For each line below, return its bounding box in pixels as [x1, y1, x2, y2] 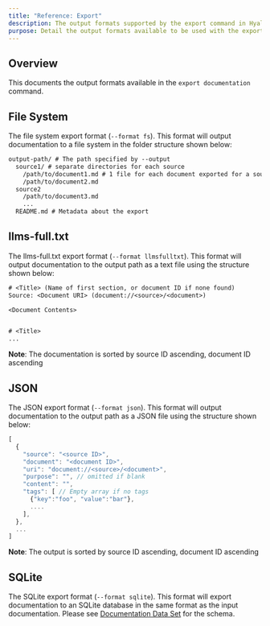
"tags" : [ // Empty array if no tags [22, 488, 149, 496]
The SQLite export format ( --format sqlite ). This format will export [8, 592, 231, 602]
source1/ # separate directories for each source [15, 163, 185, 171]
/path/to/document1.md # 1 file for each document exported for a [22, 170, 250, 178]
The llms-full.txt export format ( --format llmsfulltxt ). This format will [8, 251, 242, 261]
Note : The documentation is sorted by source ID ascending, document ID [8, 349, 252, 359]
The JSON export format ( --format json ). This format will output [8, 403, 223, 412]
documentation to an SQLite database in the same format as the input [8, 600, 239, 610]
